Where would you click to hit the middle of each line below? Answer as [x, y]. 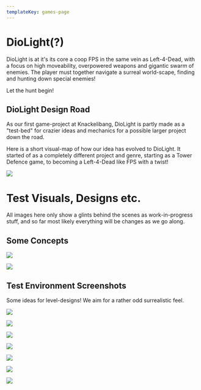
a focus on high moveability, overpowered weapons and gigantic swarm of [100, 65]
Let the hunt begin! [30, 90]
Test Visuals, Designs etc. [74, 198]
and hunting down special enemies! [51, 78]
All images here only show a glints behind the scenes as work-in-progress [100, 215]
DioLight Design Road [48, 110]
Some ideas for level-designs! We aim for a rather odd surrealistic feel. [95, 300]
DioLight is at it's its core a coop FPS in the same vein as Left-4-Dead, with [101, 59]
